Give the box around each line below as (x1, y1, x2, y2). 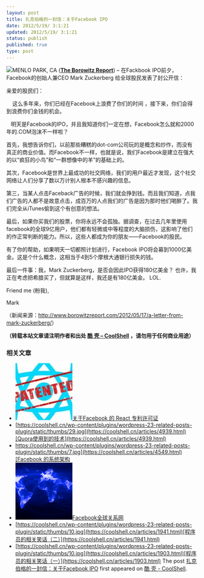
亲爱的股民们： (6, 87, 44, 94)
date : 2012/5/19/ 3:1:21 (6, 22, 69, 29)
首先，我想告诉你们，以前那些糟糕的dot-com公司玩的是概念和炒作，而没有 (6, 140, 193, 148)
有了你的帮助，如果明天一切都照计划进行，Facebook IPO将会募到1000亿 (6, 246, 187, 253)
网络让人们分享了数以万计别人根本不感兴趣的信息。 (6, 176, 134, 184)
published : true (6, 42, 47, 48)
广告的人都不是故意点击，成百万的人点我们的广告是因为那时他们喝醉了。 (11, 197, 192, 204)
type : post (6, 49, 34, 55)
